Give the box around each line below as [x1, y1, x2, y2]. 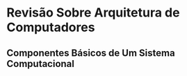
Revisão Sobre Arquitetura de [6, 5, 180, 21]
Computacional [6, 57, 74, 70]
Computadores [6, 19, 95, 35]
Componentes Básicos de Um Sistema [6, 47, 175, 59]
